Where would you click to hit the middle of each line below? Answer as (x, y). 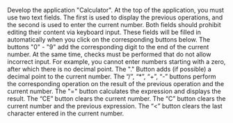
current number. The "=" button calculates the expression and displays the (114, 91)
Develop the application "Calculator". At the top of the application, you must (116, 10)
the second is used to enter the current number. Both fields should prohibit (114, 25)
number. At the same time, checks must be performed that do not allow (109, 54)
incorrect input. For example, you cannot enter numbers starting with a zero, (116, 61)
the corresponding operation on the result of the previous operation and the (116, 84)
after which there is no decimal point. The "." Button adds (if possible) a (110, 69)
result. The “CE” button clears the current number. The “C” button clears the (116, 99)
